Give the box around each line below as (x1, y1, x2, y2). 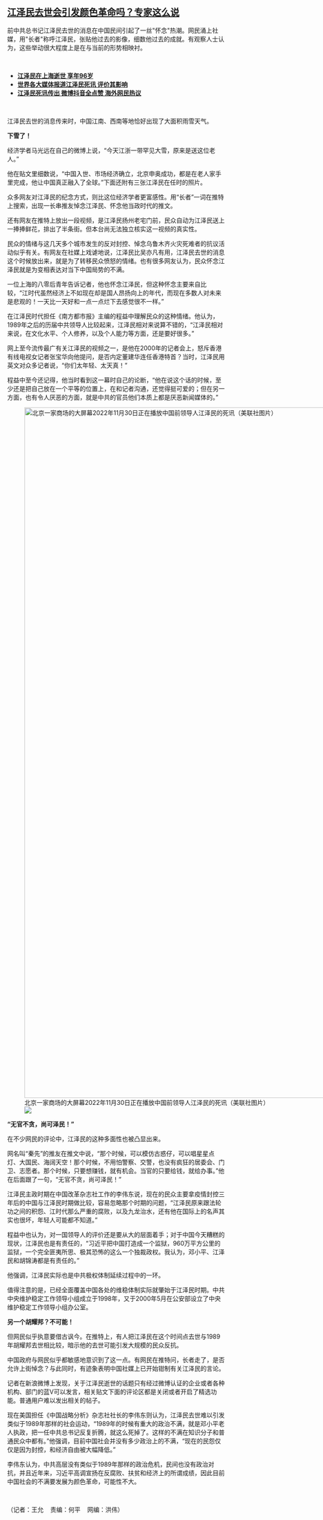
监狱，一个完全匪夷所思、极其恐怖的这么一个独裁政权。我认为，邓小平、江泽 (7, 1247, 225, 1256)
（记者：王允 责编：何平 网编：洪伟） (7, 1505, 124, 1514)
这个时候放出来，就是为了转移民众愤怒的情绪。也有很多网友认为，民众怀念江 (7, 256, 225, 264)
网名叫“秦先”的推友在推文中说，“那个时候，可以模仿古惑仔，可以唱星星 (7, 1149, 209, 1157)
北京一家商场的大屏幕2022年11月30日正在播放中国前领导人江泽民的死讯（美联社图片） (24, 1098, 270, 1106)
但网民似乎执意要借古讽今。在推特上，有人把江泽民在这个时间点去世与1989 (7, 1332, 221, 1340)
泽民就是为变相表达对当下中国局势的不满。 (7, 265, 128, 273)
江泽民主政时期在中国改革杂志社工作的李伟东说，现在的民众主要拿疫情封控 (7, 1190, 219, 1198)
